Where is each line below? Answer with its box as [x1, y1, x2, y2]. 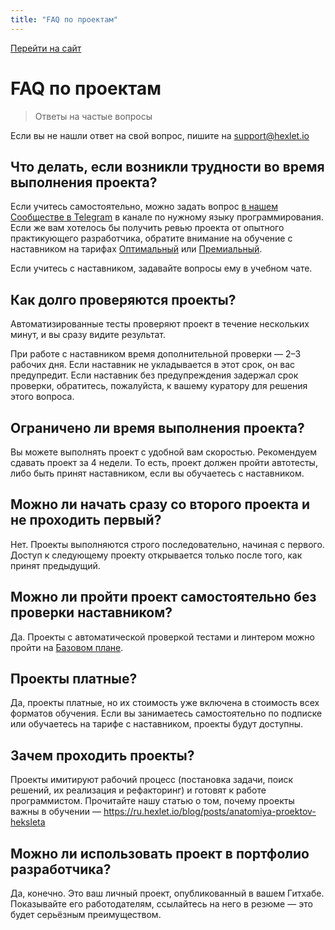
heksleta [10, 816, 46, 828]
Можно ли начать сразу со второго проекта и [10, 496, 311, 513]
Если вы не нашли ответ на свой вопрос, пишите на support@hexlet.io [10, 129, 310, 141]
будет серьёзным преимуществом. [10, 909, 162, 921]
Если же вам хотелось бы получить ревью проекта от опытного [10, 222, 285, 234]
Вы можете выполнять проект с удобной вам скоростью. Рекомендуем [10, 446, 317, 458]
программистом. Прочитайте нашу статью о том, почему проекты [10, 795, 295, 807]
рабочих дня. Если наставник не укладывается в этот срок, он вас [10, 359, 296, 371]
